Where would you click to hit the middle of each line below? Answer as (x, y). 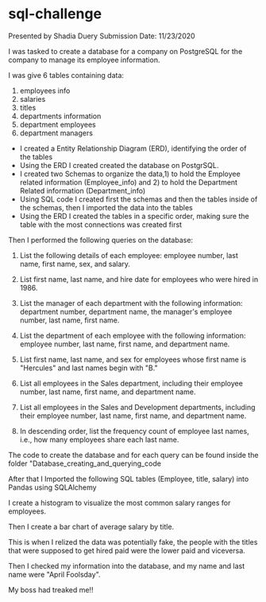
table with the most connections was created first (101, 225)
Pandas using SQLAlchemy (52, 487)
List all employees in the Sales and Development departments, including (137, 407)
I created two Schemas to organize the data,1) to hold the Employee (130, 174)
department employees (58, 124)
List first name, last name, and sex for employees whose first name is (133, 359)
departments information (60, 115)
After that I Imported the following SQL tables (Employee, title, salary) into (129, 479)
